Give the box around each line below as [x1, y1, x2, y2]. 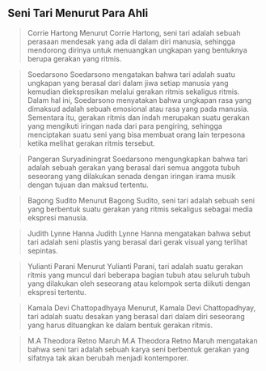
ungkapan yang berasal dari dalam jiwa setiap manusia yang [27, 78, 229, 87]
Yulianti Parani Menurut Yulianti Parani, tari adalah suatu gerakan [27, 261, 243, 271]
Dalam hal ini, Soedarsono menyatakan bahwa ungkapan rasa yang [27, 95, 252, 104]
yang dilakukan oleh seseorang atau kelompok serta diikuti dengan [27, 279, 251, 288]
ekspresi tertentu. [27, 287, 87, 296]
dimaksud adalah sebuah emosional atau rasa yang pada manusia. [27, 104, 250, 113]
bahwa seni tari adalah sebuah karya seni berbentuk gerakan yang [27, 344, 250, 354]
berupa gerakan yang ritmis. [27, 53, 122, 63]
